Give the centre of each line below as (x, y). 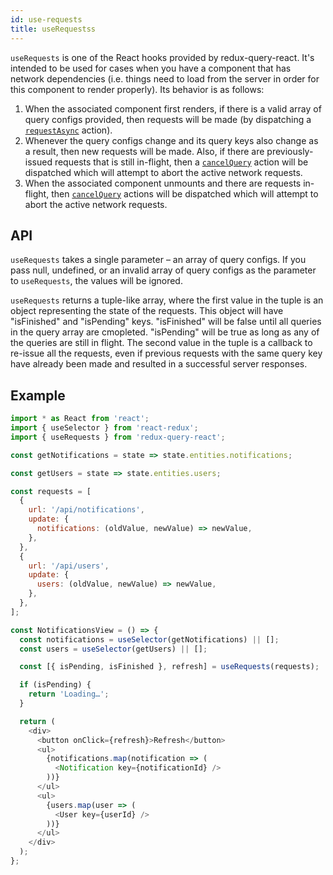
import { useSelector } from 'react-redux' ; (104, 428)
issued (38, 162)
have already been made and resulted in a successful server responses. (159, 364)
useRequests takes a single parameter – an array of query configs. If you (158, 260)
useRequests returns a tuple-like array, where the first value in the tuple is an (167, 300)
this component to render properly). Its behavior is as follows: (137, 89)
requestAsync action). (68, 130)
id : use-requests (46, 19)
